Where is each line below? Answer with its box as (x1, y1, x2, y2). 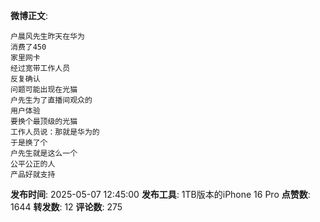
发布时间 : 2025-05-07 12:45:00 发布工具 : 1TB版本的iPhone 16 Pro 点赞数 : (10, 189, 311, 200)
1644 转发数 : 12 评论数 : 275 (10, 201, 123, 213)
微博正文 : (10, 10, 49, 21)
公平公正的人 (10, 159, 56, 169)
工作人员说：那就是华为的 (10, 127, 100, 137)
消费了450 (10, 42, 47, 52)
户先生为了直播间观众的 (10, 95, 93, 105)
